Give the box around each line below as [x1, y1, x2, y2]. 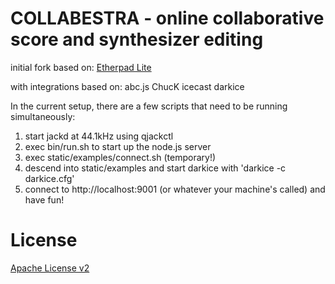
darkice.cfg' [24, 172, 75, 184]
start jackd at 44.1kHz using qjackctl [24, 130, 174, 142]
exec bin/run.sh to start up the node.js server [24, 140, 212, 152]
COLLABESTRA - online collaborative [10, 7, 325, 30]
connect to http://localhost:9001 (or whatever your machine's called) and [24, 183, 326, 195]
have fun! [24, 193, 65, 206]
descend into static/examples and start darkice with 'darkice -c [24, 162, 287, 174]
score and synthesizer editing [10, 28, 264, 51]
